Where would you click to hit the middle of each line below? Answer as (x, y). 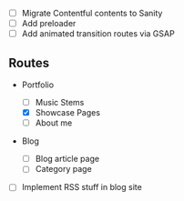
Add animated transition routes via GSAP (98, 34)
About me (54, 123)
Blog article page (67, 159)
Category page (63, 169)
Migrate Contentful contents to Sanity (92, 13)
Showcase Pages (68, 113)
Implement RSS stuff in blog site (82, 187)
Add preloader (49, 24)
